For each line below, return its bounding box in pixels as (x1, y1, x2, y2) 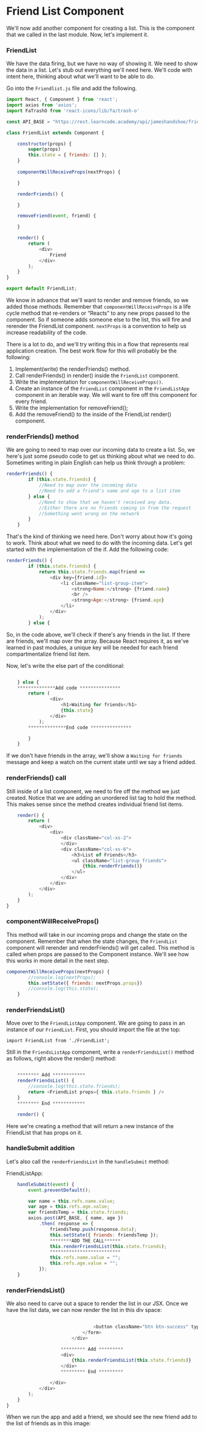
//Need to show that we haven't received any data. (38, 499, 172, 505)
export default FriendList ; (6, 286, 78, 292)
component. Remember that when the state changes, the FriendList (6, 937, 178, 945)
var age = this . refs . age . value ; (28, 1204, 110, 1210)
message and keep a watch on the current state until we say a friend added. (6, 759, 197, 766)
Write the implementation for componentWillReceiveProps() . (15, 379, 163, 386)
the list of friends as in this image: (6, 1420, 91, 1427)
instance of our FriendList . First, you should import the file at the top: (6, 1026, 181, 1033)
